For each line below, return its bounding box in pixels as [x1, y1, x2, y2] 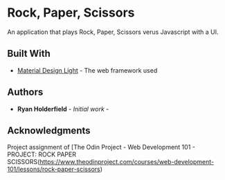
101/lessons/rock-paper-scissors [7, 165, 100, 174]
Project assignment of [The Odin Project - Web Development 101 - [7, 143, 195, 152]
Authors [7, 87, 44, 98]
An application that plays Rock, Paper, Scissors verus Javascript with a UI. [7, 28, 219, 36]
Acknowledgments [7, 125, 91, 136]
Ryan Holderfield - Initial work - [17, 105, 109, 113]
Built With [7, 48, 51, 60]
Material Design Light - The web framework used [17, 66, 158, 74]
